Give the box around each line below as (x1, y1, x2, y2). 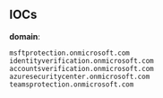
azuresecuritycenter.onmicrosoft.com (9, 72, 150, 81)
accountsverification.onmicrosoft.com (9, 64, 154, 73)
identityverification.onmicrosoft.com (9, 56, 154, 66)
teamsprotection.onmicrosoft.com (9, 80, 134, 89)
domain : (9, 31, 40, 41)
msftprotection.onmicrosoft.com (9, 49, 130, 58)
